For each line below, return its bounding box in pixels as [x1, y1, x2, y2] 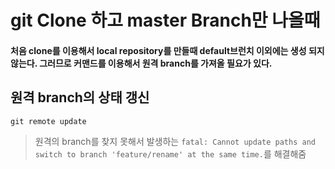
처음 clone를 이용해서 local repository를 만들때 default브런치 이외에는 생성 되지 [10, 44, 325, 56]
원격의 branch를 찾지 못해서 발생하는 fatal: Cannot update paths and [34, 135, 316, 147]
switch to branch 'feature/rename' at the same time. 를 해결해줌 [34, 147, 307, 160]
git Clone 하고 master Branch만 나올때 [10, 9, 321, 32]
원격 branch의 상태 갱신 [10, 89, 150, 106]
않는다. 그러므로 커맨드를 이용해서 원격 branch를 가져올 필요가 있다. [10, 57, 273, 69]
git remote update [10, 116, 87, 126]
